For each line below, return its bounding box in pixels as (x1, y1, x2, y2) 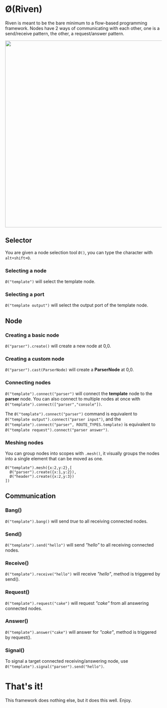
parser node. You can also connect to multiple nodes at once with (5, 396, 141, 402)
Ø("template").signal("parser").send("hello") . (5, 664, 105, 670)
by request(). (5, 634, 32, 640)
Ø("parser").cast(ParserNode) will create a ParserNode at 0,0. (5, 367, 134, 373)
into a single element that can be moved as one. (5, 455, 103, 461)
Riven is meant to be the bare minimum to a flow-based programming (5, 20, 148, 26)
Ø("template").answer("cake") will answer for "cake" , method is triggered (5, 629, 157, 635)
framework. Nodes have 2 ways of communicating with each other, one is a (5, 25, 160, 31)
